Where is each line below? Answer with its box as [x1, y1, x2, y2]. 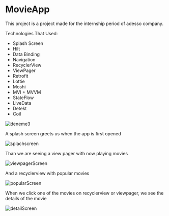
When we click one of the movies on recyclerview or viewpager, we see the [5, 190, 164, 196]
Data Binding [12, 51, 40, 57]
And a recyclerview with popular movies [5, 170, 90, 176]
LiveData [12, 100, 32, 106]
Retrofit [12, 73, 29, 79]
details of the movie [5, 195, 47, 201]
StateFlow [12, 94, 34, 101]
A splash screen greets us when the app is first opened [5, 130, 121, 136]
